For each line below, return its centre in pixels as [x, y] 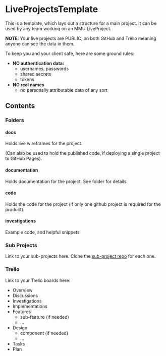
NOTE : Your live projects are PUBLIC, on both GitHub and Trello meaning [81, 38]
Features [22, 312]
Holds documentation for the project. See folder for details [66, 181]
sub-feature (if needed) [44, 317]
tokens [27, 79]
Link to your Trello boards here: [38, 280]
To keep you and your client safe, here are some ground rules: [70, 53]
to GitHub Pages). [24, 159]
